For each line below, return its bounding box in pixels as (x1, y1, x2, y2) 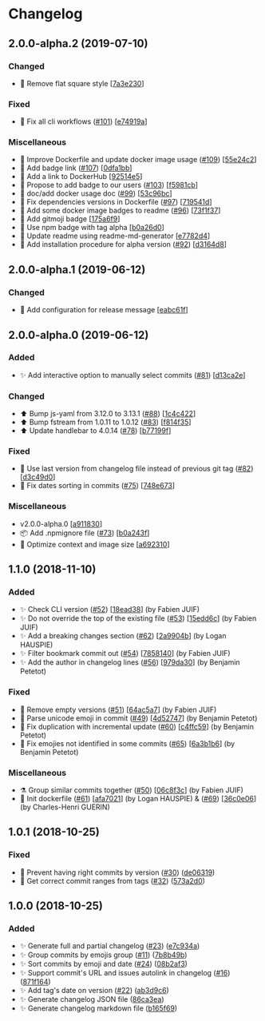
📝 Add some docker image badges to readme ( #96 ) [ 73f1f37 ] (19, 205, 221, 216)
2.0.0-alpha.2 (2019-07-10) (8, 37, 148, 50)
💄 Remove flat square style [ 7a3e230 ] (19, 78, 145, 88)
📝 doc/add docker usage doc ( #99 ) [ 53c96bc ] (19, 189, 173, 198)
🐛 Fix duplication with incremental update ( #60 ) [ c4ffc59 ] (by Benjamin (19, 721, 254, 731)
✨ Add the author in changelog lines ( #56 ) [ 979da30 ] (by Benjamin (19, 657, 241, 667)
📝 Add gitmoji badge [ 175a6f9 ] (19, 214, 121, 224)
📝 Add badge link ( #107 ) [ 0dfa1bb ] (19, 163, 132, 173)
